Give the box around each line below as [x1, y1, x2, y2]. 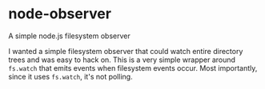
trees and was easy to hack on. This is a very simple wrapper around [8, 55, 236, 64]
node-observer [8, 5, 112, 23]
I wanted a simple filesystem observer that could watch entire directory [8, 46, 243, 56]
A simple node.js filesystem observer [8, 31, 130, 41]
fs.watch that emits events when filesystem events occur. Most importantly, [8, 63, 258, 72]
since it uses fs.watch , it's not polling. [8, 72, 134, 81]
